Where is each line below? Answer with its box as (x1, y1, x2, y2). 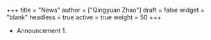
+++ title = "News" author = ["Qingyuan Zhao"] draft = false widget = (6, 6, 205, 14)
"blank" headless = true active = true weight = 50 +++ (6, 13, 162, 21)
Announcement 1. (16, 27, 67, 34)
